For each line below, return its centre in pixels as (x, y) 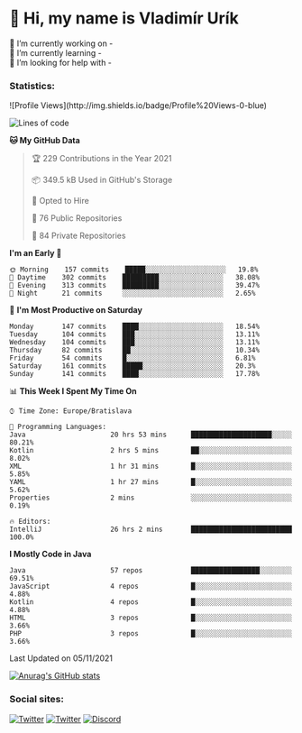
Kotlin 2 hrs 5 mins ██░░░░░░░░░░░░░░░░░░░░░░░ (151, 451)
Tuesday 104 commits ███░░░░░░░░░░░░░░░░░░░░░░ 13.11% (134, 334)
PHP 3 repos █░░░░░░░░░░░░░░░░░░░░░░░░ (151, 634)
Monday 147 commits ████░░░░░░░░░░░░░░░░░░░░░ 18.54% (134, 327)
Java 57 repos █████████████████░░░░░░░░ (151, 571)
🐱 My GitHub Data (45, 141)
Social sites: (37, 700)
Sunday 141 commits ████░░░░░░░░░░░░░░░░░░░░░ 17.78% (134, 374)
